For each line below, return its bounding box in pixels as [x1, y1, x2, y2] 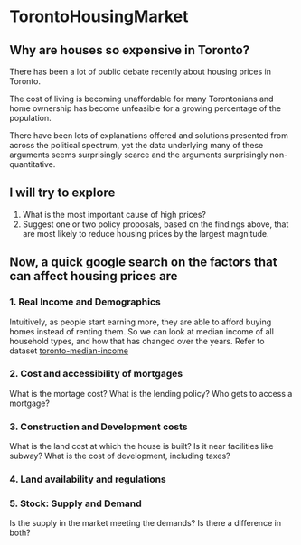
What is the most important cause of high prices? [22, 209, 206, 220]
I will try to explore [9, 185, 116, 201]
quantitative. [9, 159, 56, 169]
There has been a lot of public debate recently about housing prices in [9, 66, 271, 77]
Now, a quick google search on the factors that [9, 255, 277, 270]
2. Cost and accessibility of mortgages [9, 368, 183, 381]
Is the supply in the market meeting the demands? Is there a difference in [9, 518, 282, 529]
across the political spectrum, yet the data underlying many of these [9, 140, 264, 150]
